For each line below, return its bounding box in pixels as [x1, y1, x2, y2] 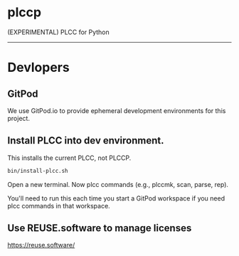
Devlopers [7, 60, 70, 75]
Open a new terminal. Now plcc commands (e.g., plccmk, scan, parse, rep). [7, 180, 229, 188]
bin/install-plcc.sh [7, 167, 69, 174]
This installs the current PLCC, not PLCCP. [7, 154, 132, 162]
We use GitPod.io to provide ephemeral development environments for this [7, 106, 226, 114]
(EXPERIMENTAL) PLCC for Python [7, 28, 110, 36]
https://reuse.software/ [7, 241, 75, 250]
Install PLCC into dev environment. [7, 134, 164, 146]
